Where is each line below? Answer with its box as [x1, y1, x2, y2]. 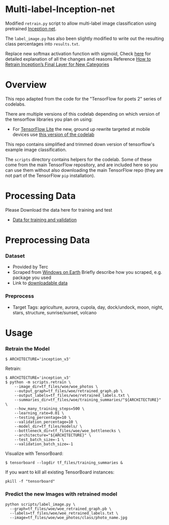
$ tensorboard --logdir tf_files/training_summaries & [5, 460, 123, 465]
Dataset [5, 252, 25, 259]
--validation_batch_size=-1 [14, 442, 73, 447]
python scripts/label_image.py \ [5, 502, 76, 507]
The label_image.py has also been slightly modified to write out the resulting [5, 35, 164, 41]
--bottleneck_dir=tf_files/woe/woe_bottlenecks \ [14, 428, 121, 434]
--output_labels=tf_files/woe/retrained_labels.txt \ [14, 393, 130, 398]
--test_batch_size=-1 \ [14, 437, 65, 443]
